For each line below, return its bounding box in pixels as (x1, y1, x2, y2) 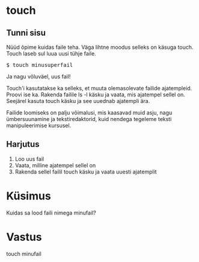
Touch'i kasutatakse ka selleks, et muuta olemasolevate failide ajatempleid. (6, 85, 192, 92)
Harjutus (6, 139, 40, 149)
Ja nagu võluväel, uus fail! (6, 73, 71, 80)
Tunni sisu (6, 28, 46, 38)
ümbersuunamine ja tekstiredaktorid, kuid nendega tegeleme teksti (6, 116, 172, 122)
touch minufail (6, 250, 42, 257)
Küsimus (6, 189, 51, 202)
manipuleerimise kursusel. (6, 122, 72, 129)
